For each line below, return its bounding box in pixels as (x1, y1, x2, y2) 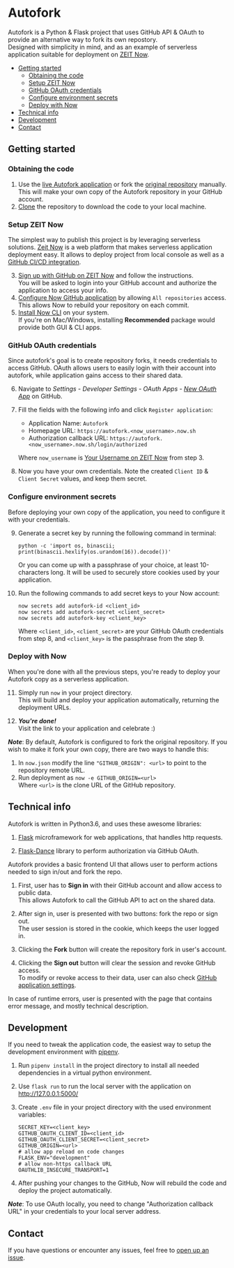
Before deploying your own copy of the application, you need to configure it (8, 508, 226, 516)
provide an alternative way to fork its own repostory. (8, 35, 158, 43)
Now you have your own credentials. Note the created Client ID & (17, 467, 208, 476)
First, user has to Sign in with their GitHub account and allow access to (17, 881, 222, 889)
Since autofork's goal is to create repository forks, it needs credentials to (8, 356, 217, 365)
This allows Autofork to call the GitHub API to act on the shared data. (17, 896, 215, 904)
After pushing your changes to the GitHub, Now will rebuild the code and (17, 1179, 227, 1187)
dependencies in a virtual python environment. (17, 1069, 152, 1077)
